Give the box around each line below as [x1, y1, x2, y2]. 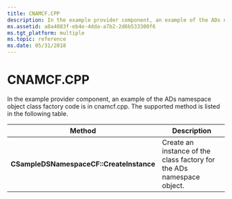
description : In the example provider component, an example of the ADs [7, 17, 221, 23]
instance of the [162, 146, 211, 155]
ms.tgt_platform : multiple [7, 29, 85, 37]
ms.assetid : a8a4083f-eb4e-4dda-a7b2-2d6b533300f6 [7, 23, 156, 30]
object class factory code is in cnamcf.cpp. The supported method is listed [7, 102, 220, 111]
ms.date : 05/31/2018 [7, 42, 67, 49]
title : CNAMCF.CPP [7, 10, 60, 17]
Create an [162, 138, 194, 147]
